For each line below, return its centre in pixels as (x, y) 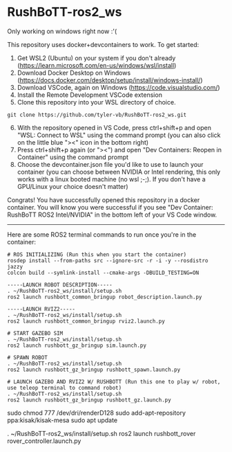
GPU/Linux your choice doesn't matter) (73, 186)
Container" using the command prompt (73, 157)
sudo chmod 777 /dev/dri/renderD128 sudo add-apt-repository (97, 413)
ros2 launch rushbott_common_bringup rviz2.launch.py (86, 321)
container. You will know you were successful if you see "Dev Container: (110, 207)
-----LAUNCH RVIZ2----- (41, 309)
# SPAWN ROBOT (28, 357)
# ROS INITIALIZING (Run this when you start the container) (97, 254)
